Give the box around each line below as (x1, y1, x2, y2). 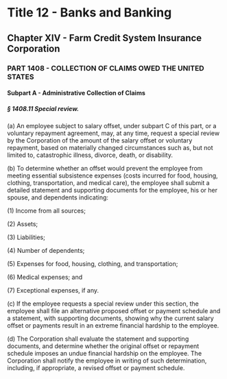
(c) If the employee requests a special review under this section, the (7, 299, 199, 308)
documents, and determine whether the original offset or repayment (7, 342, 200, 350)
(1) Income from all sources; (7, 207, 86, 215)
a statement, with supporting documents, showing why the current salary (7, 314, 214, 323)
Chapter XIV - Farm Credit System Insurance (7, 32, 202, 44)
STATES (7, 72, 34, 82)
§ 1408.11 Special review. (7, 104, 80, 112)
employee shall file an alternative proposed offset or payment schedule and (7, 307, 221, 315)
